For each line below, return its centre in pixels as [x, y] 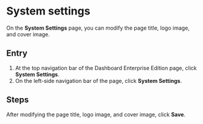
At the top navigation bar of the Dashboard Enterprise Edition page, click [106, 68]
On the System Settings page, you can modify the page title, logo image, [98, 28]
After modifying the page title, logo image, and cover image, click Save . [96, 114]
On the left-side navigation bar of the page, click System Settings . [98, 80]
